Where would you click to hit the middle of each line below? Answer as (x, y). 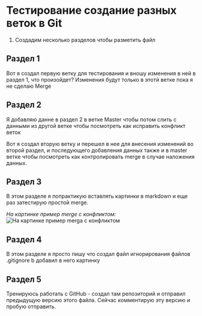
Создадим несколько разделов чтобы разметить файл (85, 40)
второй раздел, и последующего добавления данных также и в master (97, 150)
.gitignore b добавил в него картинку (53, 260)
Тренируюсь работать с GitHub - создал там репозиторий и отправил (96, 294)
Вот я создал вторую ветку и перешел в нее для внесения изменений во (100, 144)
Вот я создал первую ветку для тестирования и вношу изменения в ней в (101, 73)
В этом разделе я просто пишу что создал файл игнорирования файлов (98, 254)
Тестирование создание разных (91, 11)
